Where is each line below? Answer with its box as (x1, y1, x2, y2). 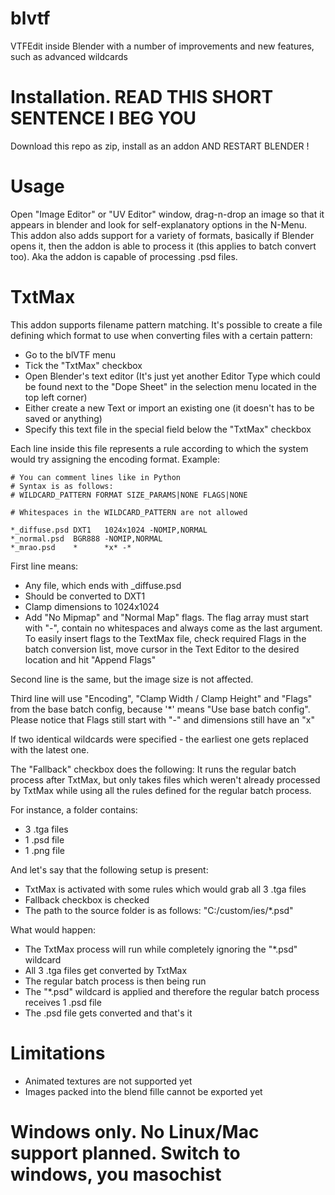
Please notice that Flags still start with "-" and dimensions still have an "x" (10, 713, 315, 726)
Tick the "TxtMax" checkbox (24, 359, 143, 371)
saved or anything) (24, 412, 103, 424)
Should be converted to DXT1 (24, 590, 146, 602)
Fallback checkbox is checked (24, 893, 150, 906)
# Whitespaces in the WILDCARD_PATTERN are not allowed (10, 507, 248, 517)
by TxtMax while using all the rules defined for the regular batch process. (10, 784, 312, 796)
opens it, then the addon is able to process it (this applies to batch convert (10, 240, 317, 252)
